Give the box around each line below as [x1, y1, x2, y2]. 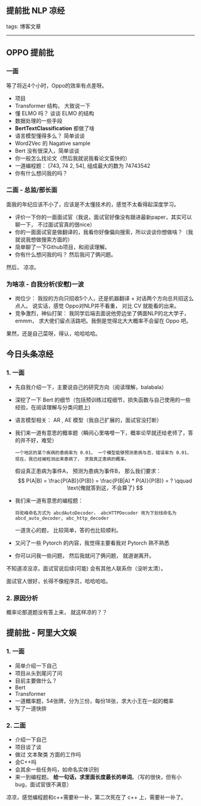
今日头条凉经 [6, 349, 54, 360]
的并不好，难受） [14, 436, 57, 443]
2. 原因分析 [6, 594, 38, 602]
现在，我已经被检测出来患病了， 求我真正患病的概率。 [14, 456, 130, 462]
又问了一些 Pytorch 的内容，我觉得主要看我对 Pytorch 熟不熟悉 [14, 539, 169, 547]
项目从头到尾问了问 [14, 669, 63, 677]
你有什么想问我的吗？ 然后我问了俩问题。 [14, 250, 117, 258]
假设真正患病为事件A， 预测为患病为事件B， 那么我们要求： [14, 467, 162, 475]
